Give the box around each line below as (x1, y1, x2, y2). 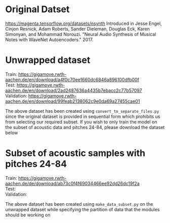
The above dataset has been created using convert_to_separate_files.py (5, 108, 159, 114)
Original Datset (5, 4, 70, 15)
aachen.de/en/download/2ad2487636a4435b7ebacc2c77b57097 (5, 87, 143, 93)
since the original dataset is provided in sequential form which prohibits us (5, 113, 160, 119)
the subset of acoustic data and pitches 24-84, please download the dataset (5, 124, 165, 130)
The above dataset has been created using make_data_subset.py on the (5, 201, 153, 207)
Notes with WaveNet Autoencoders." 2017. (5, 37, 94, 43)
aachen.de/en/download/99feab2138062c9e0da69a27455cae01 (5, 98, 140, 104)
